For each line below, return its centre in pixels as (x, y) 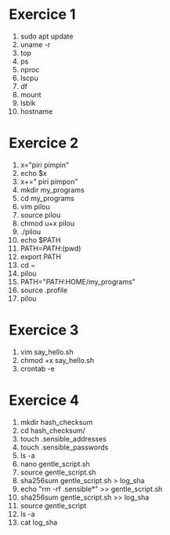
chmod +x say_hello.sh (57, 360)
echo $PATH (40, 240)
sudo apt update (47, 36)
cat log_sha (39, 522)
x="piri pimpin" (45, 165)
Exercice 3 (44, 330)
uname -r (35, 44)
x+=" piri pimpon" (49, 181)
